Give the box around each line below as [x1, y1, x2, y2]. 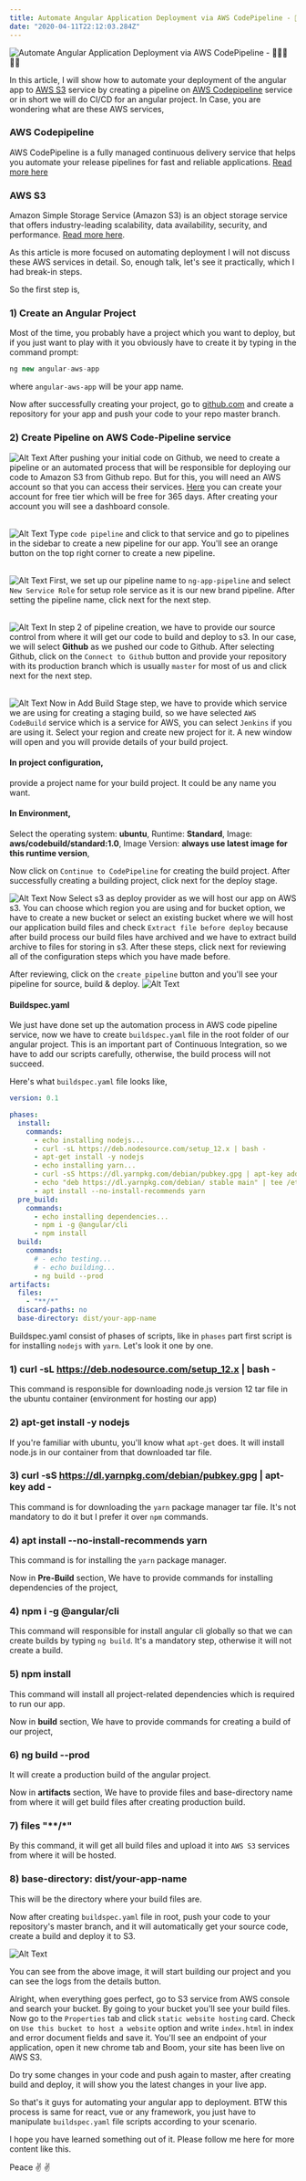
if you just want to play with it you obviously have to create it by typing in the [9, 337, 297, 348]
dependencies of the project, [9, 1582, 118, 1593]
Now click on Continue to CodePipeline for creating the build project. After [9, 865, 291, 876]
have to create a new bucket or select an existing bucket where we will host [9, 912, 294, 923]
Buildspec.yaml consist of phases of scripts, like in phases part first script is [9, 1330, 292, 1341]
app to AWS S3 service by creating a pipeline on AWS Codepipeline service [9, 84, 293, 95]
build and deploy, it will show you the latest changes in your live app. [9, 2079, 267, 2090]
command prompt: [9, 347, 79, 358]
